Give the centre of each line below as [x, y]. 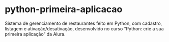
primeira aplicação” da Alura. [35, 34]
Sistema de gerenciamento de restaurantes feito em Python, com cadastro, [83, 23]
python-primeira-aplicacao [64, 9]
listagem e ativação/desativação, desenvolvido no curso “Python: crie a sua [84, 28]
